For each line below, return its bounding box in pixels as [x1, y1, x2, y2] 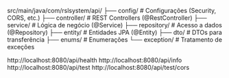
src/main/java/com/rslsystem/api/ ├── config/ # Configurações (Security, [7, 7, 217, 14]
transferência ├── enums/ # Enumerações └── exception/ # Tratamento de [7, 36, 223, 44]
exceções [7, 43, 35, 51]
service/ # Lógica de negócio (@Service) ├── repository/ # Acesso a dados [7, 21, 223, 29]
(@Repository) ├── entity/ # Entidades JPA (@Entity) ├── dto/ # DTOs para [7, 28, 223, 36]
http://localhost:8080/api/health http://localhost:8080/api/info [7, 56, 182, 64]
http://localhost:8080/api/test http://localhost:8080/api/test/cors [7, 64, 190, 71]
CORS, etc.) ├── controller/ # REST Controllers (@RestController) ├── [7, 14, 207, 22]
